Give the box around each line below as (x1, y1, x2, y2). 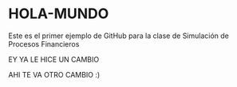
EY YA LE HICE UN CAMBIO (8, 55, 100, 64)
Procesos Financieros (8, 39, 80, 48)
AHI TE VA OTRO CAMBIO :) (8, 70, 101, 79)
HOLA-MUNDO (8, 5, 109, 23)
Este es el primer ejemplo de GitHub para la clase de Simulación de (8, 31, 230, 40)
